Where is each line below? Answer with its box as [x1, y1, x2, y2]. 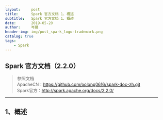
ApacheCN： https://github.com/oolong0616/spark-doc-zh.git [16, 81, 141, 87]
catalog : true [5, 34, 34, 39]
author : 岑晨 [5, 25, 39, 30]
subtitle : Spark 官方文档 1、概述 [5, 16, 74, 21]
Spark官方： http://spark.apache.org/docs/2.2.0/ [16, 88, 114, 93]
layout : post [5, 7, 40, 12]
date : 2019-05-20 [5, 20, 53, 26]
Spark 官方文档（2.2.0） [5, 62, 80, 70]
